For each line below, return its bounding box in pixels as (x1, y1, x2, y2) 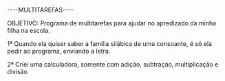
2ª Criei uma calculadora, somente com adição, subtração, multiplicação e (7, 60, 219, 68)
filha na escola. (7, 27, 50, 34)
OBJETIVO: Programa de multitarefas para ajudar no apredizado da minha (7, 19, 217, 27)
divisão (7, 68, 28, 76)
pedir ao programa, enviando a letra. (7, 47, 111, 55)
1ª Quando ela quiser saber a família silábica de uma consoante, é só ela (7, 40, 212, 47)
